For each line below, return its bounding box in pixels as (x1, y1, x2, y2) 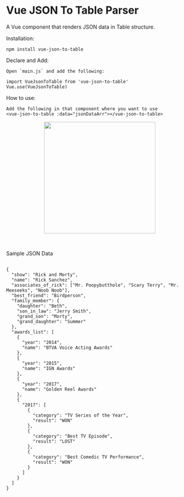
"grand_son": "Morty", (17, 313, 73, 319)
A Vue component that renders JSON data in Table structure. (6, 23, 156, 30)
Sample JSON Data (6, 249, 53, 257)
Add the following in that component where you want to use (6, 105, 158, 112)
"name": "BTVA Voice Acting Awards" (21, 345, 113, 351)
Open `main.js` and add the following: (6, 68, 105, 74)
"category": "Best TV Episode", (32, 433, 113, 439)
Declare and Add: (6, 57, 49, 64)
